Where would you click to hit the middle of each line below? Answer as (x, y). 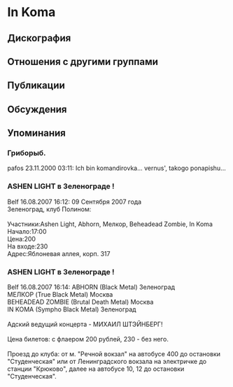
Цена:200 (22, 239)
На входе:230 (28, 246)
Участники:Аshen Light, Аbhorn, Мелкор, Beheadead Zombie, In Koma (110, 224)
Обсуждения (37, 109)
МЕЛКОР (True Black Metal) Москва (60, 295)
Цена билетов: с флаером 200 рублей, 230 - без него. (88, 339)
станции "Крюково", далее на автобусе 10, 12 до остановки (96, 369)
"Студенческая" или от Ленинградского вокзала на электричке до (107, 362)
